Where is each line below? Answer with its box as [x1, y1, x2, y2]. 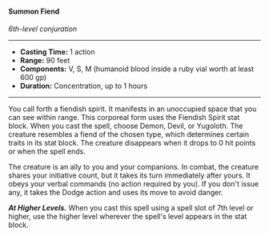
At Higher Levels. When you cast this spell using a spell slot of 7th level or [8, 203, 254, 213]
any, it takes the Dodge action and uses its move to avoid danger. [8, 188, 223, 198]
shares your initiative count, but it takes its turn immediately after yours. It [8, 170, 251, 180]
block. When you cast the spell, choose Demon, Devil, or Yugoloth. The [8, 121, 243, 131]
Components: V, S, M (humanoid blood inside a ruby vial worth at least [19, 64, 255, 74]
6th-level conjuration [8, 24, 78, 34]
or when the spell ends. [8, 146, 86, 156]
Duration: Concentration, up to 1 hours [19, 81, 148, 91]
